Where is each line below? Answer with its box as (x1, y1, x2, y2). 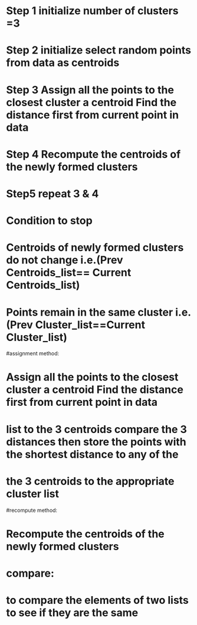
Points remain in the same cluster (6, 305, 173, 319)
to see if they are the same (6, 606, 139, 620)
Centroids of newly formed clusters (6, 241, 184, 254)
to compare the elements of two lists (6, 594, 189, 607)
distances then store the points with (6, 435, 187, 448)
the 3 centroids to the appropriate (6, 474, 175, 488)
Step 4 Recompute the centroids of (6, 147, 181, 161)
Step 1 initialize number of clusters (6, 4, 179, 18)
